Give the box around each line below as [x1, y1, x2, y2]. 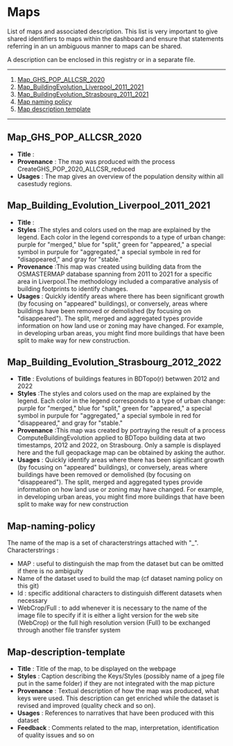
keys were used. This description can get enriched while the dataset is [17, 694, 220, 702]
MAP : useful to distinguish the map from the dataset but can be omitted [17, 560, 224, 568]
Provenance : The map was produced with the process [17, 157, 175, 165]
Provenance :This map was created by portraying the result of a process [17, 426, 226, 435]
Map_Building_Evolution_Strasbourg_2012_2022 [7, 356, 222, 368]
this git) [17, 581, 40, 590]
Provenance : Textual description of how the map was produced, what [17, 687, 220, 695]
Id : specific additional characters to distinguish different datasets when [17, 589, 222, 597]
